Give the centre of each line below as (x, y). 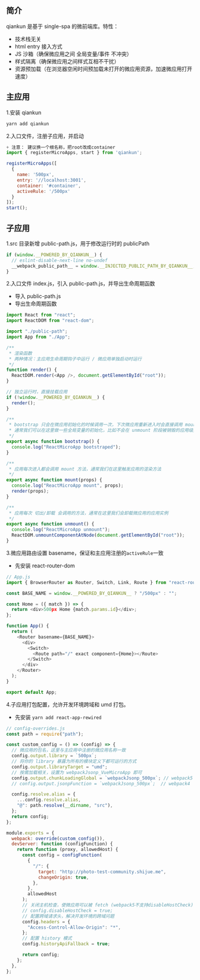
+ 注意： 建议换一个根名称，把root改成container (61, 147)
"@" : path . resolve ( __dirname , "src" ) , (65, 806)
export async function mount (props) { (54, 480)
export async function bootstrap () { (53, 442)
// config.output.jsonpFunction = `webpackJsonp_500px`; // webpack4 (101, 784)
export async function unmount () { (50, 524)
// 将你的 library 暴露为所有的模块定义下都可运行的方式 (74, 761)
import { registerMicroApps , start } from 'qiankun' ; (74, 153)
